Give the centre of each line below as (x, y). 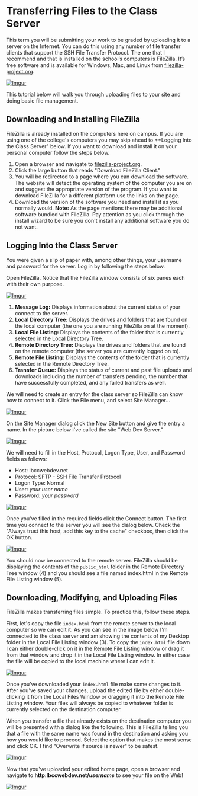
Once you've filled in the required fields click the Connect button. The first (96, 518)
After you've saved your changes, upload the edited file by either (85, 690)
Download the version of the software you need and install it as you (97, 202)
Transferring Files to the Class (82, 11)
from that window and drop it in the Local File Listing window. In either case (98, 655)
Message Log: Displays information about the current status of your (98, 307)
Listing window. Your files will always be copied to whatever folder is (90, 703)
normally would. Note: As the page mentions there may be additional (98, 208)
